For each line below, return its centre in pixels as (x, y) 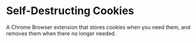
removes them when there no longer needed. (61, 33)
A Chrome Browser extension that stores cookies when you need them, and (98, 27)
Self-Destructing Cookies (70, 11)
